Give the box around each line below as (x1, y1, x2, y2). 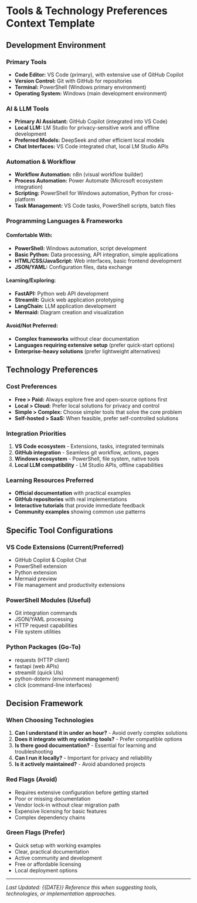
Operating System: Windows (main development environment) (14, 89, 167, 97)
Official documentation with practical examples (14, 490, 131, 497)
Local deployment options (14, 867, 78, 874)
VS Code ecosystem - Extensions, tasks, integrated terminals (14, 443, 164, 450)
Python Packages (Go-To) (6, 643, 81, 651)
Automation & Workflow (6, 158, 76, 166)
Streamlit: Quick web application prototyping (14, 296, 124, 303)
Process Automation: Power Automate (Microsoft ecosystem (14, 177, 163, 184)
